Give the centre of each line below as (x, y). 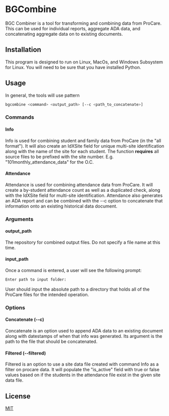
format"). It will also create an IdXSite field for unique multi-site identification (85, 146)
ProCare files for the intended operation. (47, 294)
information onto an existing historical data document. (61, 206)
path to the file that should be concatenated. (51, 341)
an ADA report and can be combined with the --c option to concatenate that (84, 200)
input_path (17, 259)
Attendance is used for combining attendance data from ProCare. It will (79, 184)
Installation (23, 50)
